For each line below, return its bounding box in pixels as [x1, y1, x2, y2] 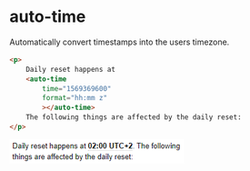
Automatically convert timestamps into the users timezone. [9, 36, 230, 47]
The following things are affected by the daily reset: [25, 113, 243, 122]
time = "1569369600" [42, 84, 112, 93]
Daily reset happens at [25, 65, 116, 74]
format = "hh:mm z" [42, 94, 107, 103]
